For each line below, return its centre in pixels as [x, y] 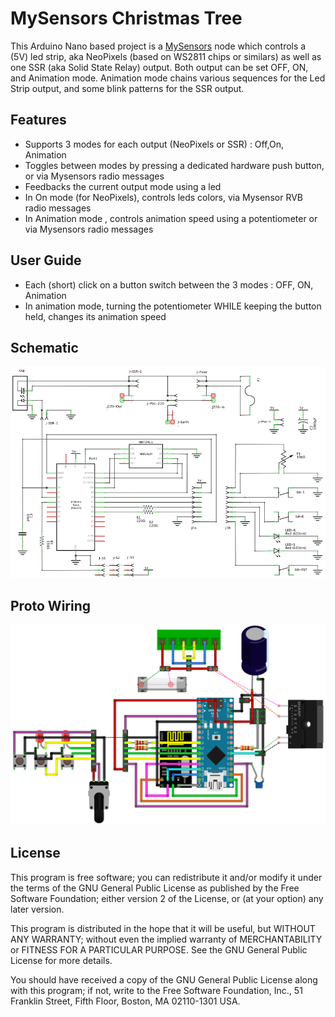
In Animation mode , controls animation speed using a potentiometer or [171, 218]
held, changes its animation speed [95, 316]
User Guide [46, 260]
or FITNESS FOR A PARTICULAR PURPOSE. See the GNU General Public [159, 949]
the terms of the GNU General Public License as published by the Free [155, 888]
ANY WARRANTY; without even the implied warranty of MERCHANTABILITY [166, 939]
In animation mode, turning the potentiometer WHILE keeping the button [173, 306]
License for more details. [61, 960]
